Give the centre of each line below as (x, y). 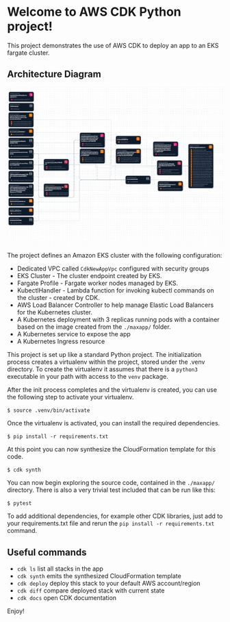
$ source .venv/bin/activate (49, 411)
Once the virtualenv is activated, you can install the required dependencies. (114, 423)
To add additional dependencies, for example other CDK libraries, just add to (115, 516)
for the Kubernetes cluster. (55, 312)
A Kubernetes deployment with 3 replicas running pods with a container (118, 320)
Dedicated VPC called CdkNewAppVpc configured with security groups (113, 269)
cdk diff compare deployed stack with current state (91, 590)
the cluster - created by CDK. (59, 298)
